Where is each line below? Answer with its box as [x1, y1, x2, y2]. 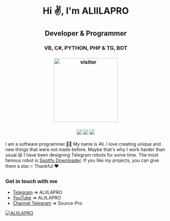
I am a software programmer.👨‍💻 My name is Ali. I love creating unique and [5, 141, 161, 147]
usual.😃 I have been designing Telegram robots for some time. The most [5, 151, 159, 158]
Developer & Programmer [44, 29, 127, 37]
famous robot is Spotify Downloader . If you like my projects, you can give [5, 157, 159, 163]
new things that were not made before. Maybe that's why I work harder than [5, 146, 165, 152]
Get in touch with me [5, 178, 58, 185]
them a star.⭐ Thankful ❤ [5, 163, 59, 169]
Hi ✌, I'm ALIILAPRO [42, 5, 129, 17]
